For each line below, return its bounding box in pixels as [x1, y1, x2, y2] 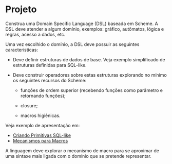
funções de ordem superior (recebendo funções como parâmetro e [20, 87, 163, 93]
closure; [20, 102, 38, 108]
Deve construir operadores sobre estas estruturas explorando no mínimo [12, 72, 167, 78]
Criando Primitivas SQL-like [12, 132, 71, 138]
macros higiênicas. [20, 112, 61, 119]
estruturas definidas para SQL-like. [12, 62, 87, 68]
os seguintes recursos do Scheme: [12, 77, 87, 83]
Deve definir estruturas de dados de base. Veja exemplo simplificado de [12, 56, 165, 62]
